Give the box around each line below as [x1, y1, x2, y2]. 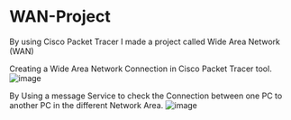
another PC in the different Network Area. [9, 99, 164, 110]
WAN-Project [9, 6, 111, 27]
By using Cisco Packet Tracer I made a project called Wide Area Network [9, 36, 281, 47]
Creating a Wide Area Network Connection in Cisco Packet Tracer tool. [9, 63, 272, 74]
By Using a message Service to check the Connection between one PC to [9, 90, 283, 101]
